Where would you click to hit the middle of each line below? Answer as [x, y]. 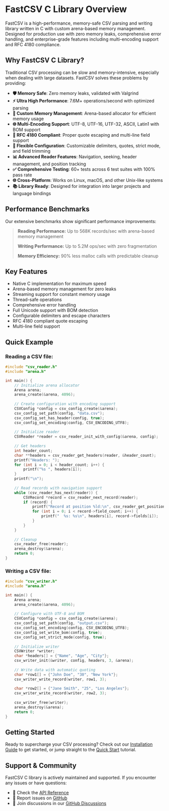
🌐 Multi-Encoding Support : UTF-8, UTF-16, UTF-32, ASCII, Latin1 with [86, 124]
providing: [16, 83]
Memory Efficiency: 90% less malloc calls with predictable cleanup [88, 256]
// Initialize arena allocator [47, 385]
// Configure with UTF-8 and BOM [49, 614]
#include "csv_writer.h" [31, 581]
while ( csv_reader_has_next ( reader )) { [56, 493]
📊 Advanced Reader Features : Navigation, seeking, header [75, 156]
